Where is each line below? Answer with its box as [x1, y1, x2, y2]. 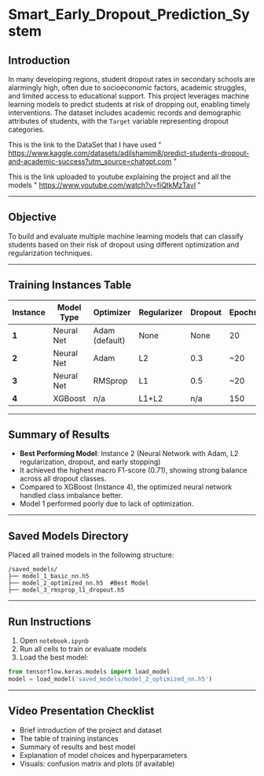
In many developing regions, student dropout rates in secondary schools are [8, 75, 255, 84]
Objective [8, 210, 57, 224]
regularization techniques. [8, 248, 93, 258]
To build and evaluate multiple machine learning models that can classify [8, 231, 244, 241]
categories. [8, 124, 45, 134]
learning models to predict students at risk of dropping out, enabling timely [8, 100, 251, 109]
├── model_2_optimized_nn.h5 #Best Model [8, 579, 149, 588]
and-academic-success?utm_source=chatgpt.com [8, 157, 172, 166]
